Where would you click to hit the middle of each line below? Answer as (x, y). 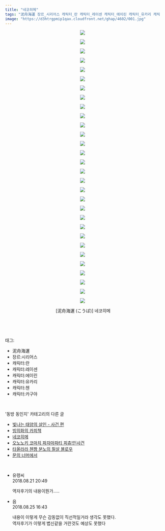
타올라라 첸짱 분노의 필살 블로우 (42, 449)
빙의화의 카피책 (27, 431)
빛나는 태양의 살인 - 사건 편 (38, 425)
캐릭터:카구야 (25, 394)
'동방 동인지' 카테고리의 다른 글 (35, 414)
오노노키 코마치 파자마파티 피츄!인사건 (48, 443)
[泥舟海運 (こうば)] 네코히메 (83, 311)
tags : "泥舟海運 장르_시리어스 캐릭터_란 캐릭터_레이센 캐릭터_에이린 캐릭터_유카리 (78, 14)
